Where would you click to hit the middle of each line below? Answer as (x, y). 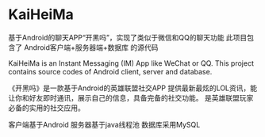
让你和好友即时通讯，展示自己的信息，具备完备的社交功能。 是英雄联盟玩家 (131, 97)
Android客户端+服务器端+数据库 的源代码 (91, 47)
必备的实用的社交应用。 (46, 108)
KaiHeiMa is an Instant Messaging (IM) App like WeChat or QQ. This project (131, 63)
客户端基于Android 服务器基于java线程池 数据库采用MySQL (104, 124)
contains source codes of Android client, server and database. (110, 71)
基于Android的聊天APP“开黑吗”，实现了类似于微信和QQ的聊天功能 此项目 (128, 37)
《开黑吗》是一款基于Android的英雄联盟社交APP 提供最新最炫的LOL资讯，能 (133, 88)
